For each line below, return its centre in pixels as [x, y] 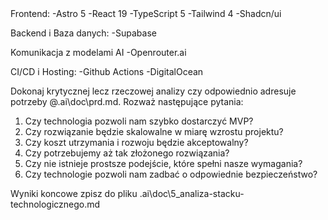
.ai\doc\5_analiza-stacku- [192, 193]
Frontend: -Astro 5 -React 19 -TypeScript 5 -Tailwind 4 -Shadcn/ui [146, 13]
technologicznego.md [55, 204]
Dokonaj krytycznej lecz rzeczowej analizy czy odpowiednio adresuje [153, 91]
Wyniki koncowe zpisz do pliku [74, 193]
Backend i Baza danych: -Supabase [83, 33]
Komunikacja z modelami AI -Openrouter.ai [98, 52]
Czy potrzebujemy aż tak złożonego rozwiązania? [127, 153]
